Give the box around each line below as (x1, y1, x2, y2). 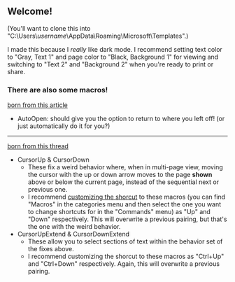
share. (7, 67, 26, 76)
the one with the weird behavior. (27, 223, 121, 231)
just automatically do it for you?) (17, 122, 111, 130)
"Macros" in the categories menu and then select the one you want (27, 200, 222, 209)
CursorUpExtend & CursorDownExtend (17, 230, 130, 239)
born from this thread (7, 142, 69, 150)
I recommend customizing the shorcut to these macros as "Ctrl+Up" (27, 252, 225, 261)
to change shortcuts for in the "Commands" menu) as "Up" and (27, 208, 211, 216)
